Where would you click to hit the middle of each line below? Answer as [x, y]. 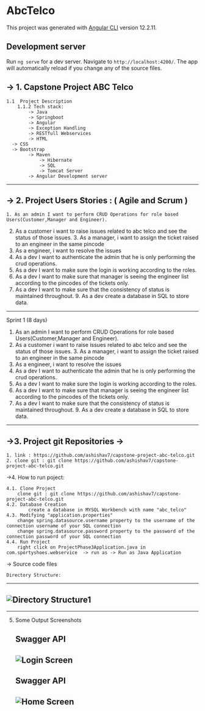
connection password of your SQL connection [64, 537]
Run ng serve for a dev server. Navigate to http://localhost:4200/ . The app [102, 61]
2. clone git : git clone [39, 461]
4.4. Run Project [28, 542]
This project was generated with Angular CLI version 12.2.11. [82, 27]
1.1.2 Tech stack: [41, 107]
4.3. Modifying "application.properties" [60, 516]
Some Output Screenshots [48, 620]
